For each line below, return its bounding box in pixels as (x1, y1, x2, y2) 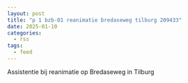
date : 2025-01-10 (7, 23, 58, 30)
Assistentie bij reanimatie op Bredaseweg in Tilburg (7, 67, 155, 76)
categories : (7, 29, 42, 37)
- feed (13, 49, 33, 56)
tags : (7, 42, 23, 49)
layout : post (7, 10, 45, 17)
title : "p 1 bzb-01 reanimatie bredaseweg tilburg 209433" (7, 17, 182, 24)
